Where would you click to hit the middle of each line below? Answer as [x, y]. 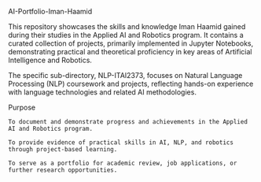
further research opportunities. [63, 170]
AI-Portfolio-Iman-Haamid [50, 11]
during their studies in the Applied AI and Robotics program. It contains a [126, 35]
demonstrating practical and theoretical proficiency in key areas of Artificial [130, 52]
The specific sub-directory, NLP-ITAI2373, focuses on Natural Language [125, 75]
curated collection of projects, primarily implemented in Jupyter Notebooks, [131, 43]
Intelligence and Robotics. [50, 60]
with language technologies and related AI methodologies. [102, 92]
